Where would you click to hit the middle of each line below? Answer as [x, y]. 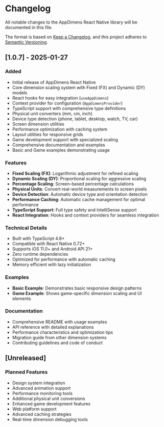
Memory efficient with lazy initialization [52, 265]
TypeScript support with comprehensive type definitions [69, 108]
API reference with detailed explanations [53, 327]
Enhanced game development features [51, 403]
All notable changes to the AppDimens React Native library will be [71, 22]
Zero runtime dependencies [40, 254]
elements [22, 298]
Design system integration [38, 383]
